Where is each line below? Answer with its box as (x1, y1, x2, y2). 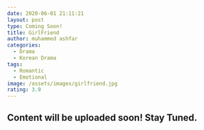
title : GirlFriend (7, 29, 60, 36)
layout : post (7, 16, 44, 23)
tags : (7, 61, 23, 68)
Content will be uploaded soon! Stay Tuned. (7, 112, 198, 123)
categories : (7, 42, 41, 49)
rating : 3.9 (7, 86, 41, 93)
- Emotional (13, 73, 48, 81)
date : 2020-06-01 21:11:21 (7, 10, 84, 17)
